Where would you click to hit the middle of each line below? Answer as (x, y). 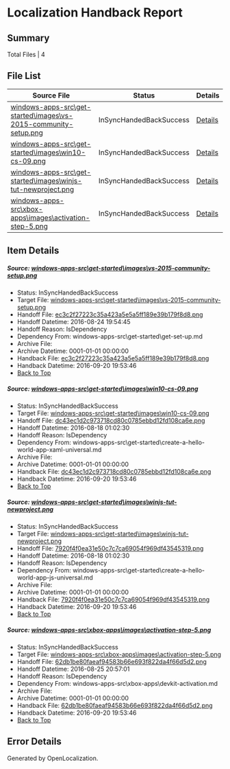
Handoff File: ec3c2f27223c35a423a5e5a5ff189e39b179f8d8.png (110, 314)
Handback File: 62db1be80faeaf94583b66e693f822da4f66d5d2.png (115, 706)
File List (24, 76)
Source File (51, 95)
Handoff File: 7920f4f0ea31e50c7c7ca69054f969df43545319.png (110, 549)
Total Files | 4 (26, 54)
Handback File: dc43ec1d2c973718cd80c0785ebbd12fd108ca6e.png (114, 472)
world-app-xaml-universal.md (59, 450)
